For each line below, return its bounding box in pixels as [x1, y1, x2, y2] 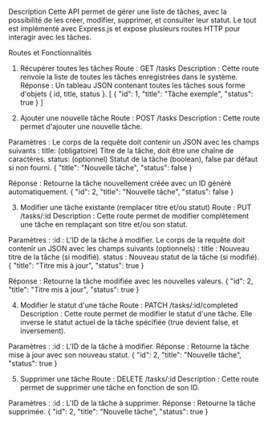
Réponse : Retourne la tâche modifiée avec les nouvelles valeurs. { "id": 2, [8, 276, 254, 286]
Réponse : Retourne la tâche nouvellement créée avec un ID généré [8, 178, 232, 188]
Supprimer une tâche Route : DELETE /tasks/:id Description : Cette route [19, 374, 259, 384]
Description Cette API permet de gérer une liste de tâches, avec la [8, 7, 227, 16]
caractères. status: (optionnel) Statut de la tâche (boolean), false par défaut [8, 154, 258, 164]
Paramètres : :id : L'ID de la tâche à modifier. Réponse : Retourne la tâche [8, 341, 250, 351]
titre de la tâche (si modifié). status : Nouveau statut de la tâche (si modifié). [8, 252, 259, 262]
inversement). [19, 326, 67, 336]
